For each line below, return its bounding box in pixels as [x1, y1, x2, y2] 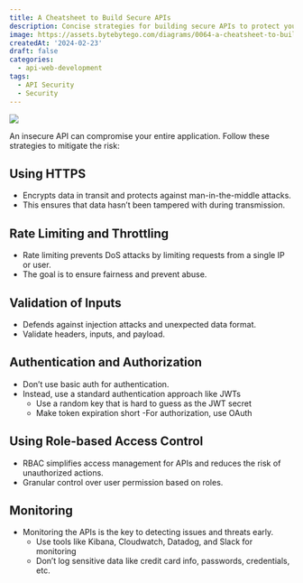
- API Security [17, 80, 75, 89]
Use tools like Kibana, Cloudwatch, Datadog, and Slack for [35, 536, 253, 547]
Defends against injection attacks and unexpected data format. [22, 319, 257, 329]
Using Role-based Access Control [9, 434, 204, 449]
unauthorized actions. [22, 467, 104, 478]
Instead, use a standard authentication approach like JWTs [22, 388, 242, 399]
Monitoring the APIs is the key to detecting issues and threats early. [22, 527, 273, 538]
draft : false [9, 47, 59, 56]
